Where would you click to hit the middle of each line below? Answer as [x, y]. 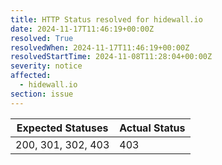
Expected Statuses [62, 128]
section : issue [42, 94]
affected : [31, 76]
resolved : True [42, 38]
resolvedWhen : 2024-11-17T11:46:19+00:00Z [100, 47]
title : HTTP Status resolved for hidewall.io [106, 19]
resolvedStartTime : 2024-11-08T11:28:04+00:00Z [111, 57]
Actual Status [152, 128]
